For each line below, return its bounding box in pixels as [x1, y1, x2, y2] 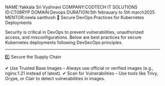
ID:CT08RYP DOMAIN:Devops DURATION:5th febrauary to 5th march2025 [5, 9, 155, 15]
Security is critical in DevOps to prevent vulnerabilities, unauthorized [5, 29, 144, 35]
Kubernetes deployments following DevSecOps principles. [5, 40, 123, 45]
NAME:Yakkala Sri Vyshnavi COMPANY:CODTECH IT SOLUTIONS [5, 4, 137, 10]
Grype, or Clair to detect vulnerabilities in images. [5, 76, 106, 81]
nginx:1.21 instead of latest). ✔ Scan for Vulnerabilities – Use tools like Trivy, [5, 70, 159, 76]
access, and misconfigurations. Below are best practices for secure [5, 34, 142, 40]
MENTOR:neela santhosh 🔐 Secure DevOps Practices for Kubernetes [5, 15, 144, 20]
